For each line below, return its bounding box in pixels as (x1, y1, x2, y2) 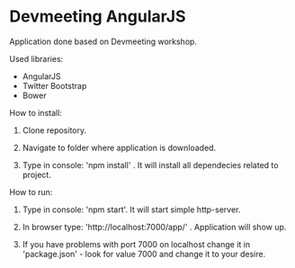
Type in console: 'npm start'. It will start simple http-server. (22, 204, 241, 215)
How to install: (9, 107, 63, 118)
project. (22, 169, 51, 180)
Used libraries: (9, 53, 64, 64)
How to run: (9, 186, 53, 197)
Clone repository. (22, 124, 87, 136)
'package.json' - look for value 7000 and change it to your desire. (22, 248, 266, 259)
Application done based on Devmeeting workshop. (9, 36, 198, 47)
